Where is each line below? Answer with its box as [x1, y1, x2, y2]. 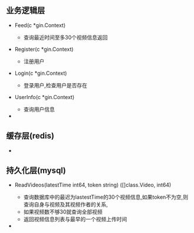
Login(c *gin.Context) [14, 70, 67, 77]
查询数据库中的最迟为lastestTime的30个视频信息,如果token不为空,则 [23, 193, 189, 201]
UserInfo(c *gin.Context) [14, 93, 75, 100]
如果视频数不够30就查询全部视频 [23, 208, 103, 215]
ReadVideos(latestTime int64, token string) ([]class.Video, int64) [14, 182, 172, 189]
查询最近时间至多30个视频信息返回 [23, 34, 108, 41]
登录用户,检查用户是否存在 [23, 81, 87, 88]
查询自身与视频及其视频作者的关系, [23, 201, 108, 208]
